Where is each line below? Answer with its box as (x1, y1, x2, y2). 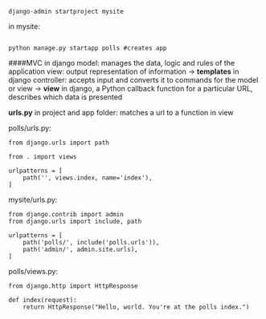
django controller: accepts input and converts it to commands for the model (8, 75, 259, 84)
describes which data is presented (8, 92, 123, 102)
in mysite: (8, 22, 40, 31)
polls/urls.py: (8, 123, 51, 132)
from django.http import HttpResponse (8, 282, 138, 290)
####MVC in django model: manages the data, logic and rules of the (8, 59, 235, 67)
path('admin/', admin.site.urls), (23, 245, 138, 253)
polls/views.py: (8, 267, 59, 276)
